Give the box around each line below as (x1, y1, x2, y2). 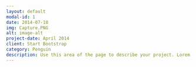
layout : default (6, 8, 46, 15)
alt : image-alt (6, 30, 43, 36)
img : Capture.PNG (6, 24, 49, 31)
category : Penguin (6, 47, 51, 52)
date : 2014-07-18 (6, 19, 49, 25)
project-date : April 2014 (6, 36, 69, 41)
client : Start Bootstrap (6, 41, 67, 47)
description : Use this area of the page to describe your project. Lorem (6, 52, 191, 58)
